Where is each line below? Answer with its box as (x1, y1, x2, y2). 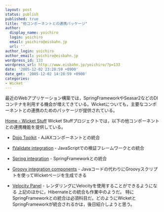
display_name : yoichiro (9, 30, 58, 35)
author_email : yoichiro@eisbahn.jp (5, 53, 79, 58)
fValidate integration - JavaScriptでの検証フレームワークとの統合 (12, 145, 145, 151)
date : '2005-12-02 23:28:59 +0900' (5, 67, 79, 72)
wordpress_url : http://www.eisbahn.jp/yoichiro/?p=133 (5, 62, 121, 67)
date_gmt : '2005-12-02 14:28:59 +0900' (5, 72, 87, 77)
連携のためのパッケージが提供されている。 (31, 107, 118, 113)
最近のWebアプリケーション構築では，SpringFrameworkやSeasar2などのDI (5, 95, 158, 101)
